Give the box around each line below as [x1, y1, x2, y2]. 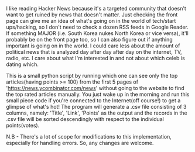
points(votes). [6, 122, 40, 129]
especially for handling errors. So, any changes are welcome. [6, 140, 154, 146]
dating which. [6, 61, 39, 68]
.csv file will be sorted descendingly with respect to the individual [6, 116, 164, 122]
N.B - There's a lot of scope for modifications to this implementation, [6, 133, 172, 140]
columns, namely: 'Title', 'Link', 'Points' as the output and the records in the [6, 109, 187, 116]
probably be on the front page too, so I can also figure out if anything [6, 36, 173, 43]
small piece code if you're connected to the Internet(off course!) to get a [6, 97, 181, 104]
